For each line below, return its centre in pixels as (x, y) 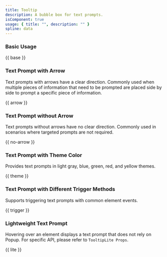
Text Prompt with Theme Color (44, 155)
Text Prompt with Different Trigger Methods (60, 189)
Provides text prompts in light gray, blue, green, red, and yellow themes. (80, 166)
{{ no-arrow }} (20, 142)
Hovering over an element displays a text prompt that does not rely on (78, 234)
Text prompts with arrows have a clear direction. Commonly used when (80, 82)
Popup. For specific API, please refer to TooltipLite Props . (67, 240)
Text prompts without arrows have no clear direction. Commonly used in (81, 127)
